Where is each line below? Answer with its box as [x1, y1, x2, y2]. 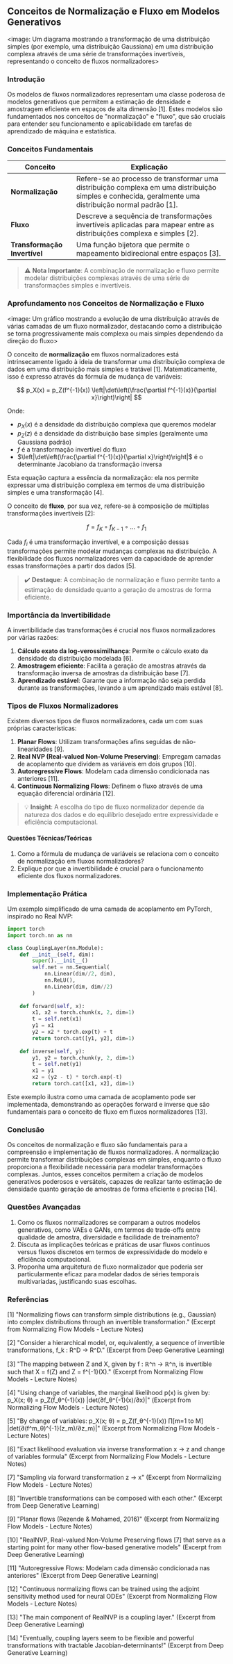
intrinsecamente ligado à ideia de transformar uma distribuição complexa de [7, 357, 225, 365]
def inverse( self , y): [19, 1048, 85, 1055]
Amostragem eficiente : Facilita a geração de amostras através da [17, 661, 207, 670]
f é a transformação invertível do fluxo [17, 445, 127, 454]
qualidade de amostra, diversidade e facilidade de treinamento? [17, 1233, 200, 1241]
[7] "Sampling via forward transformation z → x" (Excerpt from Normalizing [7, 1473, 222, 1481]
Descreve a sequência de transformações [76, 211, 213, 221]
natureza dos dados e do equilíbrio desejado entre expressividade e [24, 811, 218, 819]
